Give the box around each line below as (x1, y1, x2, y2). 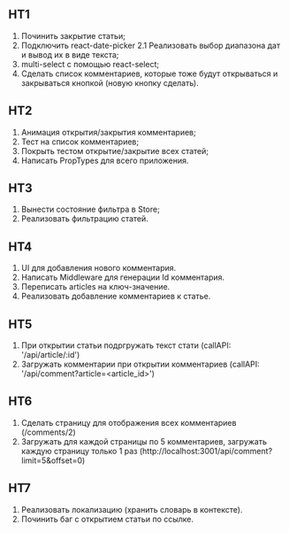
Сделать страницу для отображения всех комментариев (20, 417, 237, 428)
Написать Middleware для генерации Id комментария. (20, 272, 225, 282)
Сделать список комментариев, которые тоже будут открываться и (20, 68, 278, 79)
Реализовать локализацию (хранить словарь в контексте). (20, 504, 243, 514)
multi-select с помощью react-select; (20, 58, 160, 69)
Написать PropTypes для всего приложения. (20, 155, 189, 166)
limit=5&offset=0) (20, 455, 86, 466)
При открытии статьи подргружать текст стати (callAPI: (20, 340, 232, 351)
